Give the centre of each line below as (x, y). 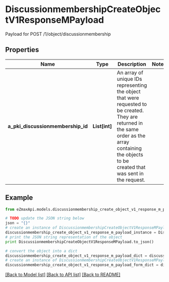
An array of (130, 73)
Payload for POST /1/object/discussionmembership (58, 34)
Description (132, 64)
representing (132, 85)
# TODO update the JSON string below (45, 218)
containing (129, 148)
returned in (130, 123)
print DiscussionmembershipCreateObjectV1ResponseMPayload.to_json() (80, 242)
